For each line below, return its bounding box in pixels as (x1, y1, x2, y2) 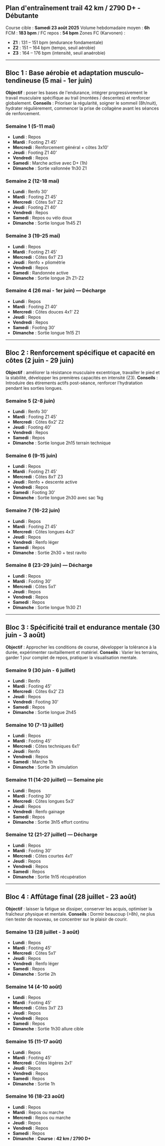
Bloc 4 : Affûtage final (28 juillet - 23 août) (5, 893, 137, 901)
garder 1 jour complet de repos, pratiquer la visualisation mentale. (5, 654, 138, 660)
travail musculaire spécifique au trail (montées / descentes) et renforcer (5, 94, 150, 100)
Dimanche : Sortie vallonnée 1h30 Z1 (12, 165, 87, 171)
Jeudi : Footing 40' (12, 424, 51, 430)
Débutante (5, 12, 39, 20)
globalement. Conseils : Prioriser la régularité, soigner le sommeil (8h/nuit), (5, 100, 158, 106)
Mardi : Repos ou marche (12, 1109, 64, 1115)
